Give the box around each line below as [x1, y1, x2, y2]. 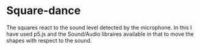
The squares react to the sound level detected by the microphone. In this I [6, 24, 192, 31]
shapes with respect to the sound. [6, 37, 92, 44]
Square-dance [6, 4, 81, 18]
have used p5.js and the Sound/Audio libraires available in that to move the [6, 30, 194, 37]
